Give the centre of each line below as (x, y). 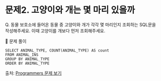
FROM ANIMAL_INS (22, 54)
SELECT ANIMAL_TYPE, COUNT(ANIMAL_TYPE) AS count (57, 50)
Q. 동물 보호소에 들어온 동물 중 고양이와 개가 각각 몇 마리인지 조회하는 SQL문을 (81, 25)
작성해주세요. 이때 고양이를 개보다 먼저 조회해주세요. (55, 30)
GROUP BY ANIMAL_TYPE (27, 59)
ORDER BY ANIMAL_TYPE (27, 63)
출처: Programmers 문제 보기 (33, 73)
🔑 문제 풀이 (16, 41)
